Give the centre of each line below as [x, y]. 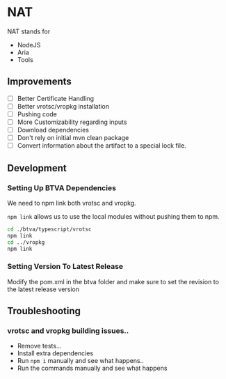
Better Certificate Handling [56, 98]
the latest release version [43, 289]
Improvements [39, 82]
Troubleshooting [44, 311]
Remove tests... [39, 346]
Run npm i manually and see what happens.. [80, 361]
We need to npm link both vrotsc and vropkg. [72, 203]
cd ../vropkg [26, 242]
